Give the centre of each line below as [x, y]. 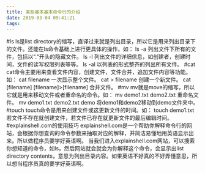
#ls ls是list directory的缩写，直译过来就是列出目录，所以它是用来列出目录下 [101, 42]
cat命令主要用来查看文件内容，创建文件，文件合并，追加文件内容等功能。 [99, 72]
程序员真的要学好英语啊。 [54, 164]
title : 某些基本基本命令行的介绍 [43, 12]
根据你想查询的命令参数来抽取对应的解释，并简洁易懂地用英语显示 [105, 133]
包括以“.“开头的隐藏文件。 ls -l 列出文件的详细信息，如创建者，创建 [101, 57]
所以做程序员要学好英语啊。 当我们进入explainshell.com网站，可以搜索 [106, 141]
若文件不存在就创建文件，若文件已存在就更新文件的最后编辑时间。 [89, 118]
